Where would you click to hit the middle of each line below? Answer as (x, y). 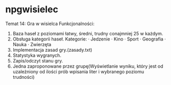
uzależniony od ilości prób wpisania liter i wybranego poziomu (78, 71)
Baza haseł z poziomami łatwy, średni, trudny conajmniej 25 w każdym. (88, 33)
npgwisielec (32, 9)
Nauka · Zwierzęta (32, 44)
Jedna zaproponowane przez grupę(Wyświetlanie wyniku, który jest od (88, 66)
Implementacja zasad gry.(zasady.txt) (52, 50)
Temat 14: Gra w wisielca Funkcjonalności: (50, 24)
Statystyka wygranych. (37, 55)
